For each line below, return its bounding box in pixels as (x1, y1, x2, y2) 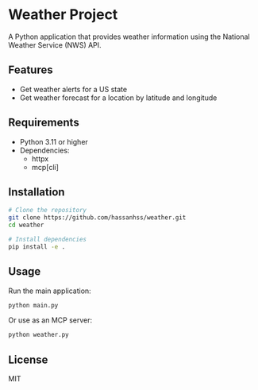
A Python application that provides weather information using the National (8, 32, 250, 41)
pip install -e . (8, 242, 66, 251)
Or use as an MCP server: (8, 315, 93, 325)
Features (8, 64, 53, 77)
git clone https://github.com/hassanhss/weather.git (8, 214, 187, 222)
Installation (8, 185, 65, 199)
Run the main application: (8, 286, 91, 295)
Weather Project (8, 6, 118, 24)
